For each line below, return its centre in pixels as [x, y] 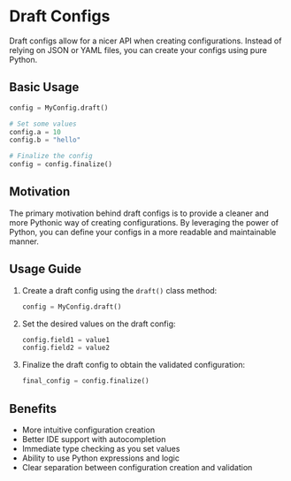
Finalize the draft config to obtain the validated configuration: [134, 365]
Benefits [33, 408]
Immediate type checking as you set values [101, 448]
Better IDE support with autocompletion [94, 439]
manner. [24, 241]
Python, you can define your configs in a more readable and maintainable [143, 232]
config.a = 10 [35, 132]
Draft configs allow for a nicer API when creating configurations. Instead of [145, 41]
